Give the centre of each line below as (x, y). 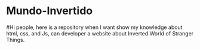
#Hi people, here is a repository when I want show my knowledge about (95, 27)
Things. (16, 40)
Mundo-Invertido (50, 11)
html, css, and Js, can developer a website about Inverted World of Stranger (100, 33)
